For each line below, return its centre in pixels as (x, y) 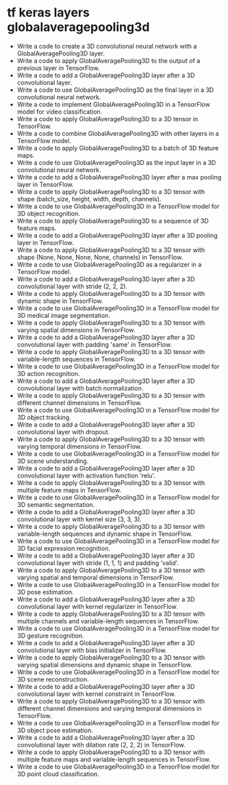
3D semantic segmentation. (56, 504)
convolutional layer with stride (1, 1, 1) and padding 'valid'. (98, 562)
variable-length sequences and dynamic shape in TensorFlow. (105, 534)
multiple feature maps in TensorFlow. (69, 490)
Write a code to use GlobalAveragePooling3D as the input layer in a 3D (116, 162)
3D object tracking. (44, 417)
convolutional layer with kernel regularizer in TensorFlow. (97, 606)
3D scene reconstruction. (53, 679)
